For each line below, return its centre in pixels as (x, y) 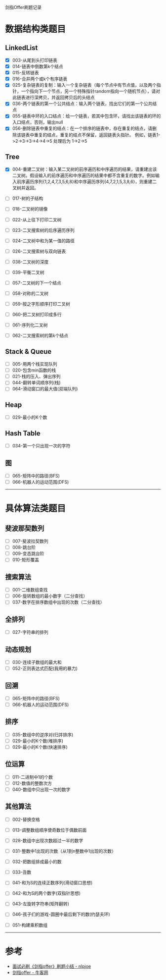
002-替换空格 (26, 819)
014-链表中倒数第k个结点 (38, 66)
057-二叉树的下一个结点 (37, 283)
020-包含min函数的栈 (34, 370)
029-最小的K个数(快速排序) (40, 747)
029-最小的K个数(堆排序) (38, 741)
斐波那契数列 (25, 528)
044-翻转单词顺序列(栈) (36, 382)
